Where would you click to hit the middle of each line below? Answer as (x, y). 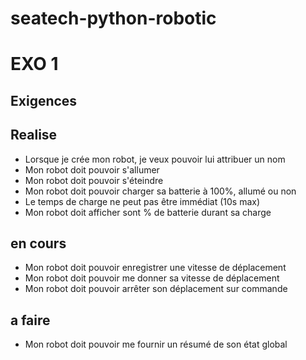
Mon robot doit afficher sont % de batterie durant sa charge (148, 212)
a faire (30, 320)
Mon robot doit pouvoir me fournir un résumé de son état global (156, 344)
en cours (38, 243)
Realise (34, 135)
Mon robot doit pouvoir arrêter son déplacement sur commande (156, 289)
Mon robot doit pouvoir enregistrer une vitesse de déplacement (155, 268)
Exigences (44, 100)
